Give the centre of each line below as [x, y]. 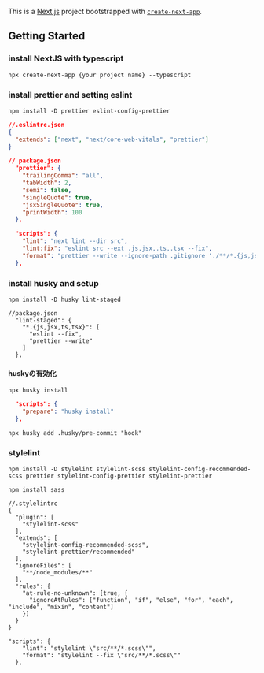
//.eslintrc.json [37, 125]
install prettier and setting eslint [70, 95]
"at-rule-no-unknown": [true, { [75, 593]
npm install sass [37, 490]
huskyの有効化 [32, 373]
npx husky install [38, 390]
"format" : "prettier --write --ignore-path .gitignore [114, 255]
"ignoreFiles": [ [44, 566]
